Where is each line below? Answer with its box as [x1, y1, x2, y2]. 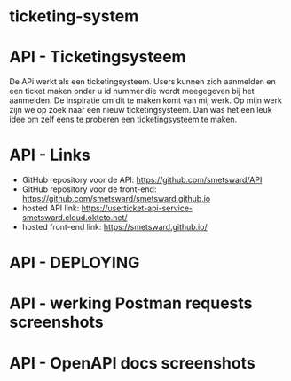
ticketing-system [9, 6, 139, 27]
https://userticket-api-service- [81, 202, 193, 214]
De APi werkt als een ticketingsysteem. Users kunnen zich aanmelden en [9, 76, 277, 87]
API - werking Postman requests [9, 293, 253, 314]
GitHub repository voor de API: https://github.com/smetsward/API [21, 175, 263, 186]
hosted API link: [21, 202, 80, 214]
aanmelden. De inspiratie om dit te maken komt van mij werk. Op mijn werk [9, 95, 282, 106]
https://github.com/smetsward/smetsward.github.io [21, 194, 211, 204]
